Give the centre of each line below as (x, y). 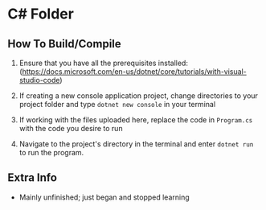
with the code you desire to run (71, 128)
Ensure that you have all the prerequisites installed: (103, 63)
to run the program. (51, 152)
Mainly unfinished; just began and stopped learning (104, 197)
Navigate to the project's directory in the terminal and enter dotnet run (136, 144)
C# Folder (41, 14)
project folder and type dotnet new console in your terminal (117, 104)
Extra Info (33, 178)
